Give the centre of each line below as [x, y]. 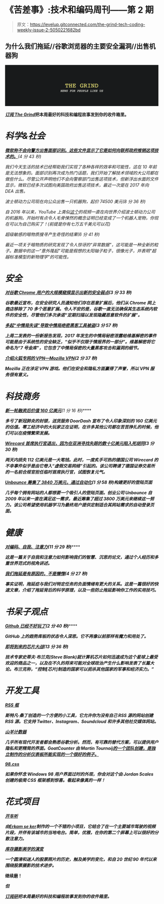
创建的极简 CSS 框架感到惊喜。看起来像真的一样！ [55, 780]
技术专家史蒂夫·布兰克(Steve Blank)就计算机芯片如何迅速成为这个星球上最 [79, 657]
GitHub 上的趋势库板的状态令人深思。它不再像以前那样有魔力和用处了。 [77, 636]
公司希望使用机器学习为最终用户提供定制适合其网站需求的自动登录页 [86, 505]
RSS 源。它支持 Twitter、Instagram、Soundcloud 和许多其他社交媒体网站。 [82, 721]
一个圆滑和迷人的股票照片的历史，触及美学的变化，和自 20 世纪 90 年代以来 [81, 859]
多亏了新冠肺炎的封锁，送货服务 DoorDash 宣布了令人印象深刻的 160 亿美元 [81, 421]
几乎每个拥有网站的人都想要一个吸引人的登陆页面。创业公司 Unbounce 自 [79, 493]
